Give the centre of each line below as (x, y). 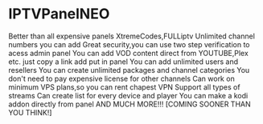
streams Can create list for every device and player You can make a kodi (128, 95)
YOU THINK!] (30, 112)
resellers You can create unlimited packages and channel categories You (129, 70)
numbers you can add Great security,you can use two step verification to (129, 44)
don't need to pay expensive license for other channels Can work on (121, 78)
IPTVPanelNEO (59, 14)
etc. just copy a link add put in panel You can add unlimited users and (123, 62)
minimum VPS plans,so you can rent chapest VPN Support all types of (124, 87)
